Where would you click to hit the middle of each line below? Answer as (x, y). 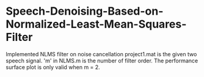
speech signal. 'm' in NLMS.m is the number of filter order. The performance (102, 61)
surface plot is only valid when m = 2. (53, 67)
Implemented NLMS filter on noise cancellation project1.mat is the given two (101, 54)
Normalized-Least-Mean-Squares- (96, 24)
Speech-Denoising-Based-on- (85, 11)
